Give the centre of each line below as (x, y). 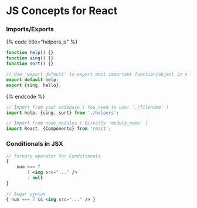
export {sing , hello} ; (34, 85)
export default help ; (33, 80)
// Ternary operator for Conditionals (53, 156)
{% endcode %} (26, 96)
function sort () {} (30, 64)
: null (35, 178)
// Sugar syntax (26, 194)
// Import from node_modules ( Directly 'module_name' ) (77, 123)
